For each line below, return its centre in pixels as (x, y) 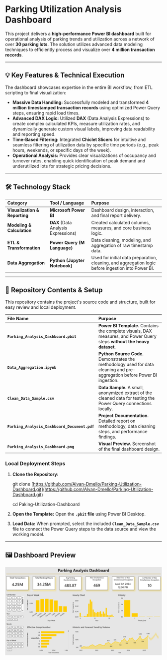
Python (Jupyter (67, 260)
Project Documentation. (124, 415)
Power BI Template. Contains (129, 326)
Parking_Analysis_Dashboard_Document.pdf (51, 426)
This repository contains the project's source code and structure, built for (80, 302)
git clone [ (23, 484)
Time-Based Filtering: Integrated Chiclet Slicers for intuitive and (79, 139)
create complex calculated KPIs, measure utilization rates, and (76, 123)
